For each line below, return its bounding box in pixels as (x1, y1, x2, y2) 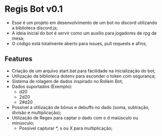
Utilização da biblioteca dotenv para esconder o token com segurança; (11, 73, 156, 79)
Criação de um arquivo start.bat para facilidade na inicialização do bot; (11, 68, 156, 74)
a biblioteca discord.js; (11, 25, 58, 30)
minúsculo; (11, 120, 34, 126)
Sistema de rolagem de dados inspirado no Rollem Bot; (11, 78, 124, 84)
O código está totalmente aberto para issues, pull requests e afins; (11, 40, 147, 46)
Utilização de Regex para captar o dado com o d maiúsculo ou (11, 114, 138, 121)
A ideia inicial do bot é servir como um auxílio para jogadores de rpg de (11, 30, 157, 36)
